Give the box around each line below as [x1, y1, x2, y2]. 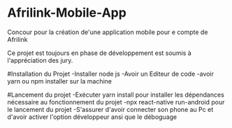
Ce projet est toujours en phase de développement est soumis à [7, 49, 191, 57]
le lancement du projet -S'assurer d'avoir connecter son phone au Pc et [7, 105, 214, 113]
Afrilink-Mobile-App [7, 5, 127, 21]
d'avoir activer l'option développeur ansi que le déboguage [7, 113, 177, 121]
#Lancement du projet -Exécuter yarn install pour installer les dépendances [7, 90, 225, 99]
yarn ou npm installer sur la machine [7, 77, 113, 85]
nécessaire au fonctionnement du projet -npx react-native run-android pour [7, 97, 225, 106]
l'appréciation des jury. [7, 56, 73, 64]
